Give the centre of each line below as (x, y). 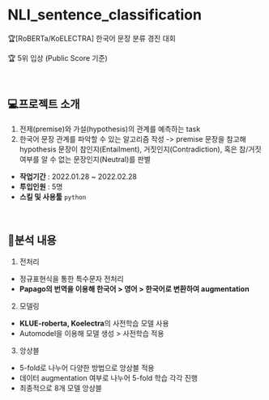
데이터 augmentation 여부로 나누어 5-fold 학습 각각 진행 (109, 377)
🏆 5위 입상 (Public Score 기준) (58, 57)
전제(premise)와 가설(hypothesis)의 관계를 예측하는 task (110, 129)
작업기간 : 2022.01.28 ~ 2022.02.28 (78, 177)
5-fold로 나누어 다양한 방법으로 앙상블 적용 (87, 368)
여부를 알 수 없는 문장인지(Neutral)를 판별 (85, 159)
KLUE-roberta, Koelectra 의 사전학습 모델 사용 (94, 323)
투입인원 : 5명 (41, 186)
